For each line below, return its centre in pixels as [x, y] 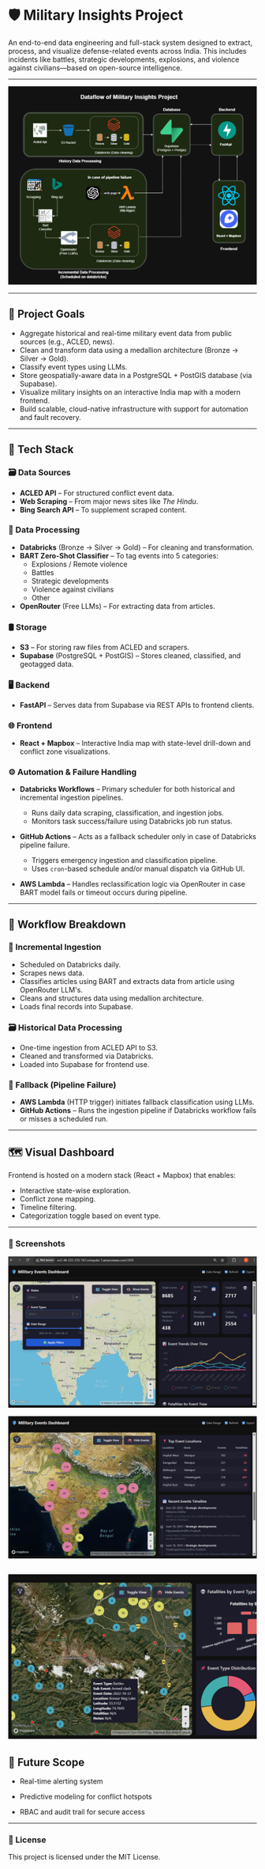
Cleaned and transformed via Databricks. [86, 1056]
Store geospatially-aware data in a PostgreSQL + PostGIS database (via [136, 375]
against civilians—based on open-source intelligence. [95, 67]
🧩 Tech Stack [41, 450]
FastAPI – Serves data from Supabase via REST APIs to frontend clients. [137, 706]
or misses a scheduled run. [63, 1119]
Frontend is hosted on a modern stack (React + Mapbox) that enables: [122, 1175]
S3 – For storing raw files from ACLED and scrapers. [105, 647]
